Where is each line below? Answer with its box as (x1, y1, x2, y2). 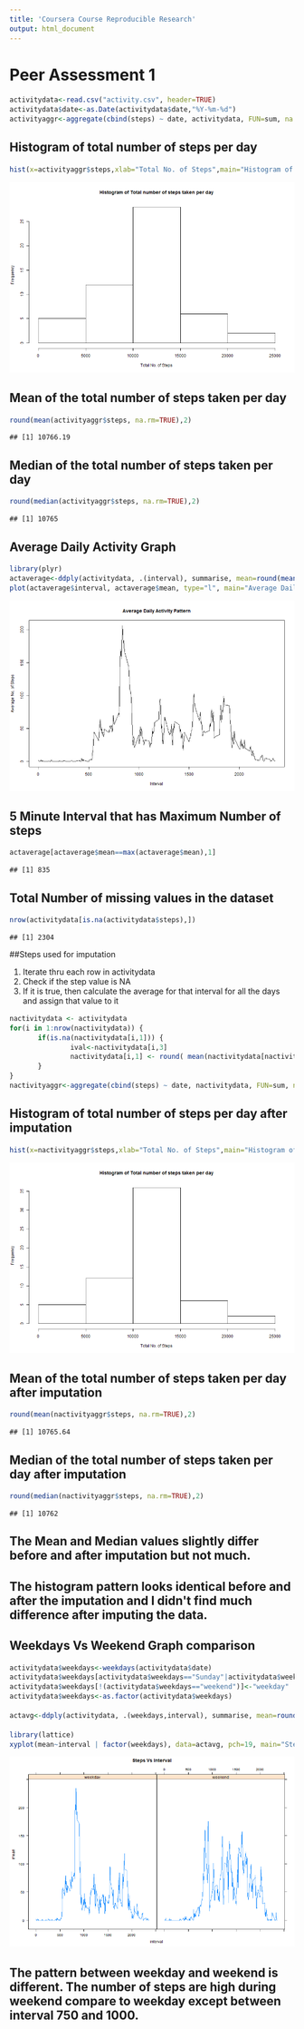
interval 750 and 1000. (9, 2007, 139, 2023)
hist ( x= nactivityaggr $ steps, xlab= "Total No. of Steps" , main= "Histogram (9, 1145, 285, 1154)
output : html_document (9, 24, 95, 34)
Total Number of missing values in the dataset (9, 890, 274, 906)
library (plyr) (9, 564, 63, 573)
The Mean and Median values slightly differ (9, 1534, 260, 1549)
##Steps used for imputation (9, 948, 116, 959)
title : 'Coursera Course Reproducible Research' (9, 15, 196, 24)
